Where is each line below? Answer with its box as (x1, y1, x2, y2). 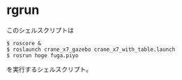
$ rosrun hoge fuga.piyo (6, 51, 79, 59)
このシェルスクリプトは (6, 26, 74, 34)
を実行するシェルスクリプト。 (6, 65, 92, 73)
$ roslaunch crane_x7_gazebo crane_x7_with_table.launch (6, 46, 176, 53)
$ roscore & (6, 40, 41, 47)
